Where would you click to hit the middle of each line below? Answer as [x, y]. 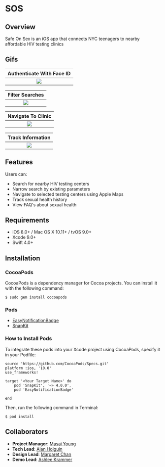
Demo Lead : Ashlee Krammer [42, 459]
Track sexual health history [40, 199]
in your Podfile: [20, 355]
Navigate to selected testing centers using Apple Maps [68, 194]
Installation [23, 258]
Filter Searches [26, 94]
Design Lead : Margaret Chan [42, 454]
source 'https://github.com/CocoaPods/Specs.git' [57, 364]
